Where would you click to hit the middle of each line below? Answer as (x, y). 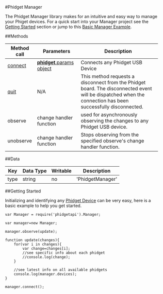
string (29, 179)
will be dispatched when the (113, 95)
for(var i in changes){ (38, 244)
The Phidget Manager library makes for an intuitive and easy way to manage (81, 16)
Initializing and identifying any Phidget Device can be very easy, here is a (78, 200)
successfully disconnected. (112, 107)
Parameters (57, 51)
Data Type (35, 171)
